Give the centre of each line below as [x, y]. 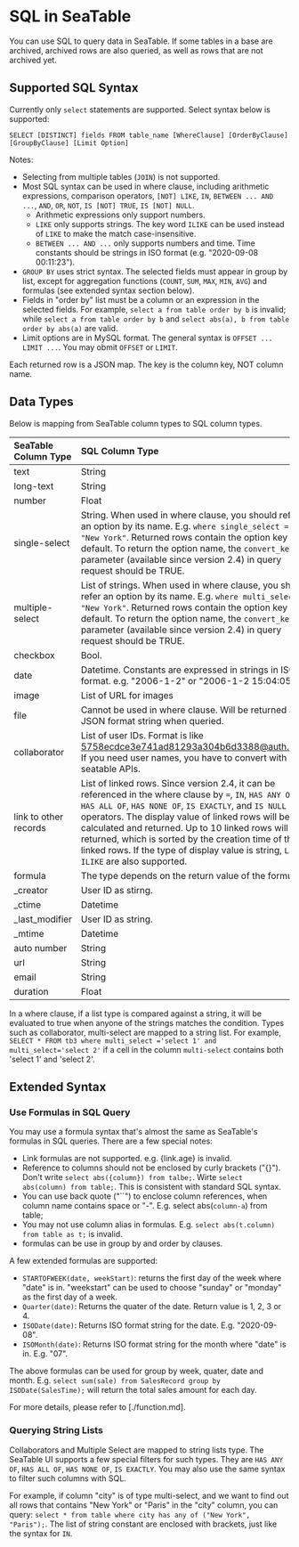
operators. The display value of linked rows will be [186, 817]
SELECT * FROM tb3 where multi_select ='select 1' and [113, 1041]
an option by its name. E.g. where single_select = [185, 525]
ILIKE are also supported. [134, 861]
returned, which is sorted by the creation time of [181, 839]
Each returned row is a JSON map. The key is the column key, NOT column [146, 364]
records [30, 827]
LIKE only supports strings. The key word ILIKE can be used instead [160, 224]
